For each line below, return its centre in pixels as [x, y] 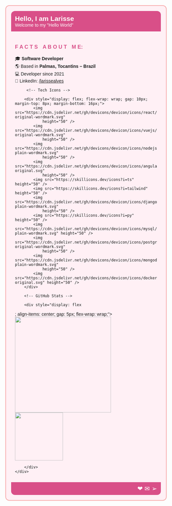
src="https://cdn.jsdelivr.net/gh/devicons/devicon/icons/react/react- [93, 113]
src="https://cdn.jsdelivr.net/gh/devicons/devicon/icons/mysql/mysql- [93, 229]
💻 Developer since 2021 [40, 74]
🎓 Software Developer [39, 59]
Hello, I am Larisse [45, 19]
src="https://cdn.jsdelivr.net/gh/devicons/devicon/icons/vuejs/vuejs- [93, 131]
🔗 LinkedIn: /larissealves [39, 81]
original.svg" [30, 283]
